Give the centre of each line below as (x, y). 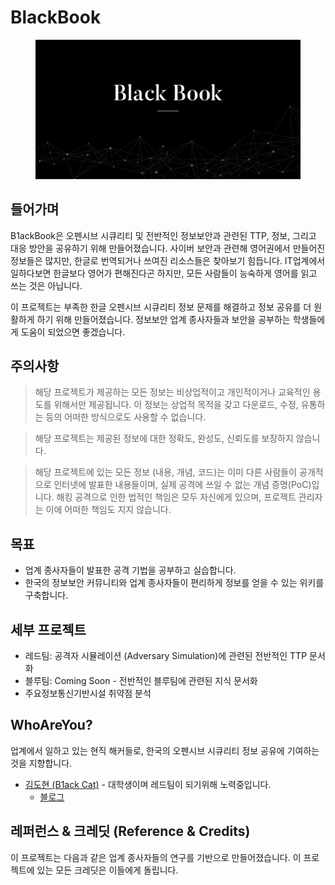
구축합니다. (46, 595)
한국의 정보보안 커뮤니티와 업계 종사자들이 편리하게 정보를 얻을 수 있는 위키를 (174, 583)
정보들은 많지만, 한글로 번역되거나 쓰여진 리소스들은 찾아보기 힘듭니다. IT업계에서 (168, 260)
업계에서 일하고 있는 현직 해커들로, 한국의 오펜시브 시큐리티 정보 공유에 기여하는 (165, 750)
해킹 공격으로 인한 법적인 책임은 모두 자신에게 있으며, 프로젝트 (176, 497)
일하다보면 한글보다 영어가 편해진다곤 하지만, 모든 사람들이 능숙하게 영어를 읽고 (164, 273)
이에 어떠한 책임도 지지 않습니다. (108, 510)
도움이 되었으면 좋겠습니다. (73, 332)
